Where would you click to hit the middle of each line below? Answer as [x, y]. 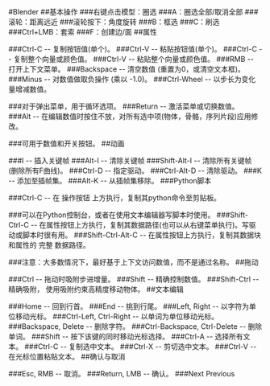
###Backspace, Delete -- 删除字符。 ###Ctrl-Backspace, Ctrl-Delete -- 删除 [135, 326]
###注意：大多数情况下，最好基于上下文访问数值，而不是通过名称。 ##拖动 [134, 262]
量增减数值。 [29, 89]
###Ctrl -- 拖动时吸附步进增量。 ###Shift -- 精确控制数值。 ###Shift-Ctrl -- [134, 279]
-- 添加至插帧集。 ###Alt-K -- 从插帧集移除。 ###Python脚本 [110, 181]
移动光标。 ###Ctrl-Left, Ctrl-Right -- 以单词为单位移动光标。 [117, 316]
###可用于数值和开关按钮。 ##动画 [66, 144]
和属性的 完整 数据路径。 [49, 245]
